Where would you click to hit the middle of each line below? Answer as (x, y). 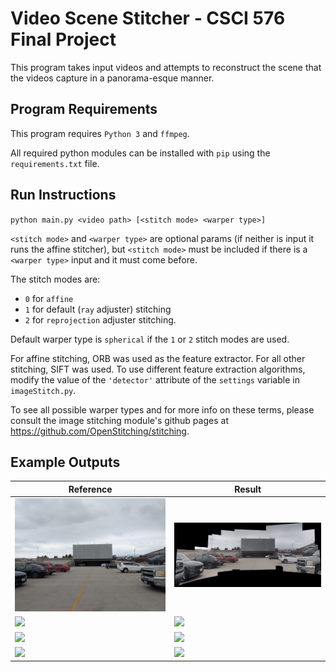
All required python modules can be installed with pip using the (140, 153)
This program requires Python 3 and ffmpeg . (100, 133)
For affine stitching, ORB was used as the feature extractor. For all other (158, 358)
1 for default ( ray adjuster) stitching (98, 309)
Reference (90, 489)
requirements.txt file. (55, 163)
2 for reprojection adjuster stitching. (100, 319)
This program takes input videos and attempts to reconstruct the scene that (166, 67)
